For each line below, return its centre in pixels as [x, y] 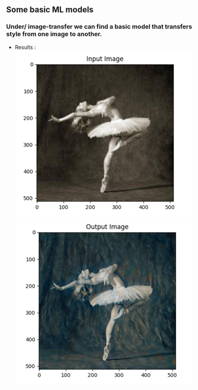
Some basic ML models [50, 10]
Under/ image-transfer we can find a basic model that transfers [99, 27]
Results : [25, 47]
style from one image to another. [54, 34]
